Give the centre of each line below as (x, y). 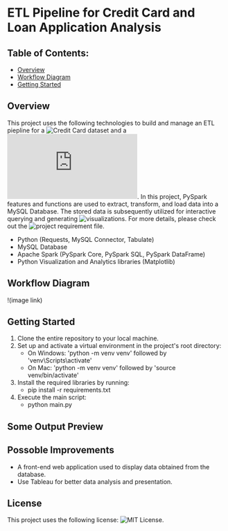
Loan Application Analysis (84, 27)
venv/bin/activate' (53, 375)
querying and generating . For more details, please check (112, 218)
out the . (56, 226)
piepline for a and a (67, 130)
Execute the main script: (52, 397)
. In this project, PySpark (173, 196)
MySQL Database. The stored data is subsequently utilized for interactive (112, 211)
